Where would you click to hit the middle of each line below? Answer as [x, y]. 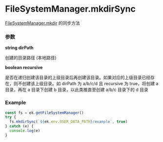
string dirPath [19, 48]
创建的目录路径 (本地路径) [31, 58]
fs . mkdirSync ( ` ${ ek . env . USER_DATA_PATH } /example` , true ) [69, 122]
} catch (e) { [20, 126]
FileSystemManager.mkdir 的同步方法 [42, 23]
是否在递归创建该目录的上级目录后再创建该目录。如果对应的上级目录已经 [78, 78]
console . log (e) [25, 131]
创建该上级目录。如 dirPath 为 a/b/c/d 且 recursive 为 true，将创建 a [90, 84]
